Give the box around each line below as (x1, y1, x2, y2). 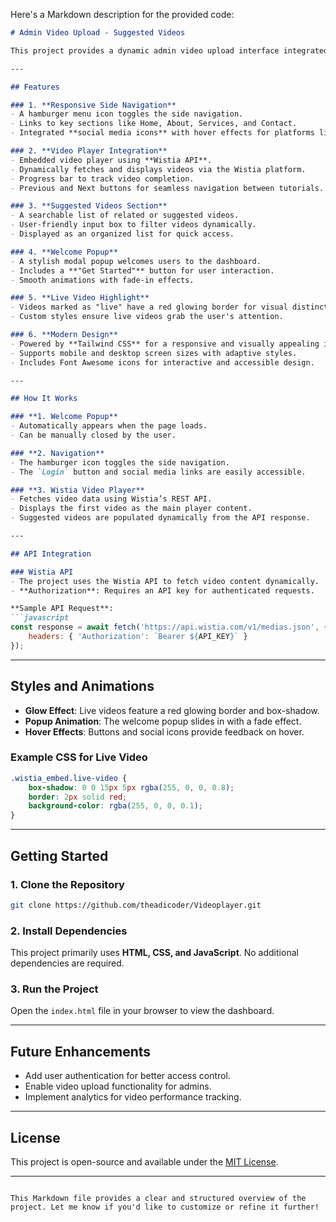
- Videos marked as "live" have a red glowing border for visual (10, 302, 288, 313)
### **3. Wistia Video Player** (10, 485, 145, 495)
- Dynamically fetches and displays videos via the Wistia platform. (10, 164, 307, 174)
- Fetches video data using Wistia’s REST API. (10, 494, 213, 504)
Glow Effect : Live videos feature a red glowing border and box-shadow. (24, 704, 320, 716)
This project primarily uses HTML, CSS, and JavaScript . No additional (10, 947, 299, 959)
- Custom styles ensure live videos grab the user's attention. (10, 312, 284, 322)
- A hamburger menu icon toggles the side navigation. (10, 109, 244, 119)
